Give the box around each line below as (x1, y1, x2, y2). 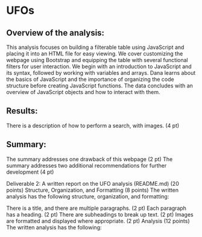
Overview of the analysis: (6, 28, 104, 38)
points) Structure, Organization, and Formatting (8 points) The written (6, 186, 179, 194)
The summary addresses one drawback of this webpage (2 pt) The (6, 155, 173, 163)
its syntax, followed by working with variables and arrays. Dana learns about (6, 69, 196, 76)
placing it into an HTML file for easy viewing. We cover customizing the (6, 50, 183, 57)
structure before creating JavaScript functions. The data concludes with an (6, 82, 193, 89)
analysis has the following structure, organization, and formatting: (6, 192, 169, 200)
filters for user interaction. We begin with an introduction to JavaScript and (6, 63, 192, 70)
